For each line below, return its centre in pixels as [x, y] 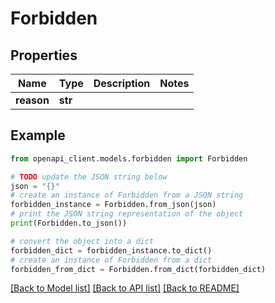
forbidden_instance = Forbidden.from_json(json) [113, 205]
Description [122, 83]
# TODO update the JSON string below [89, 177]
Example [38, 135]
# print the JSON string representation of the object [127, 214]
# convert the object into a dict [82, 241]
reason [32, 100]
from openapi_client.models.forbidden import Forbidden [129, 158]
